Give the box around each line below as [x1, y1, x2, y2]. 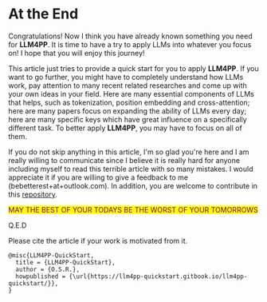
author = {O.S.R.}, [15, 265, 80, 273]
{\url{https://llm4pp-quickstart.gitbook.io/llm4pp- [69, 272, 248, 280]
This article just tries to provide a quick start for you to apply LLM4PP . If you [8, 63, 259, 73]
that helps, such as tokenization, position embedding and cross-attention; [8, 97, 250, 107]
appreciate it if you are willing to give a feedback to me [8, 173, 189, 182]
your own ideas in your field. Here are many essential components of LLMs [8, 89, 255, 98]
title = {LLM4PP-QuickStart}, [15, 258, 116, 266]
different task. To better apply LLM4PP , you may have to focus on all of [8, 123, 243, 133]
